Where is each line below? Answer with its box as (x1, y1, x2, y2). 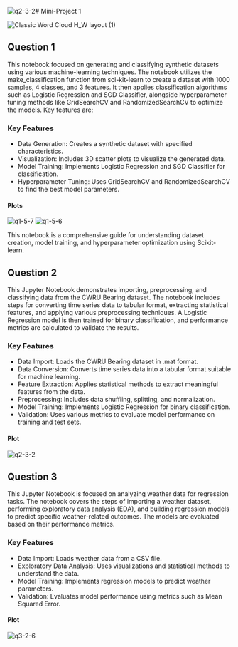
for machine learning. (17, 373, 80, 381)
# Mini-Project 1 (35, 7, 82, 15)
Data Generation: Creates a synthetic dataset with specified (17, 140, 193, 148)
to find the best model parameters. (17, 185, 119, 194)
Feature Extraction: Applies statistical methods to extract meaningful (17, 380, 219, 388)
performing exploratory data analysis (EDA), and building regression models (7, 504, 229, 513)
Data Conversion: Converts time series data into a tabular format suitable (17, 365, 232, 373)
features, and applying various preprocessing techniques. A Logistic (7, 309, 207, 317)
